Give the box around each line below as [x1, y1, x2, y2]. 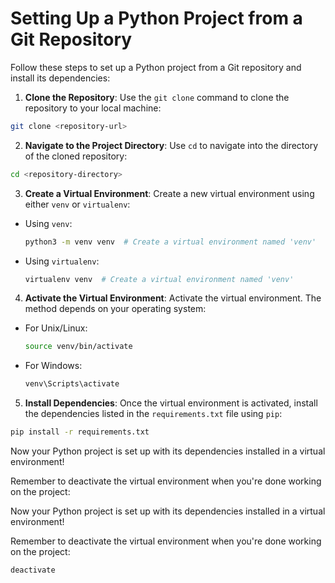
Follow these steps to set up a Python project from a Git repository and [10, 61, 302, 73]
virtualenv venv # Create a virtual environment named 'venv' [24, 274, 295, 284]
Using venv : [24, 217, 73, 229]
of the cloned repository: [24, 150, 128, 162]
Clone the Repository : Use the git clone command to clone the [24, 91, 290, 103]
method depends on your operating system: [24, 303, 207, 315]
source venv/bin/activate [24, 342, 133, 352]
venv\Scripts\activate [24, 379, 120, 389]
